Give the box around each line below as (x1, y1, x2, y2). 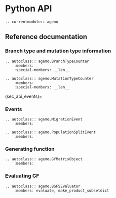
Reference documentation (5, 33, 87, 41)
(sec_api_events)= (5, 93, 42, 99)
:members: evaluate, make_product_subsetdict (14, 188, 110, 193)
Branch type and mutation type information (5, 47, 111, 54)
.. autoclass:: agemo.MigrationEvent (5, 117, 83, 121)
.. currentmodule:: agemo (5, 19, 58, 24)
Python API (5, 3, 52, 14)
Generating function (5, 145, 55, 152)
